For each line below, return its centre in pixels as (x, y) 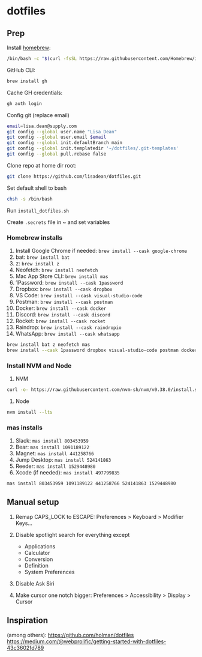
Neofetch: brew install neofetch (57, 270)
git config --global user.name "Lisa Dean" (62, 132)
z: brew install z (37, 263)
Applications (40, 546)
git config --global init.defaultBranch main (64, 143)
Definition (36, 565)
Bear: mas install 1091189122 (52, 447)
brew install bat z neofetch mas (49, 344)
